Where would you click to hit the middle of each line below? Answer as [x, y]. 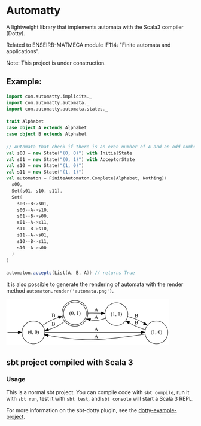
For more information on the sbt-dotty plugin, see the [72, 410]
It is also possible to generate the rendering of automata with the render [95, 284]
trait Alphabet [25, 121]
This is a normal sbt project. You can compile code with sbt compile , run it [98, 392]
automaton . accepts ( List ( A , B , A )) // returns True [71, 273]
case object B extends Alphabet [46, 134]
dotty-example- [158, 410]
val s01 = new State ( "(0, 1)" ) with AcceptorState [71, 159]
